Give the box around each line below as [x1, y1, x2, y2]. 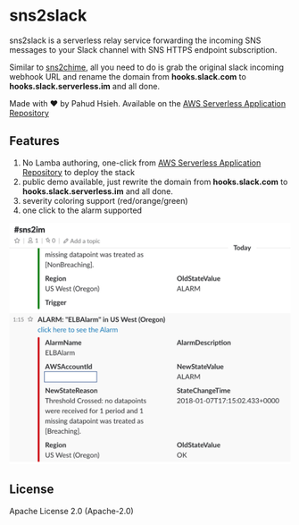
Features [9, 133, 60, 148]
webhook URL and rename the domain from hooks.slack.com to [9, 71, 247, 81]
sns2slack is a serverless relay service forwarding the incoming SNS [9, 35, 262, 46]
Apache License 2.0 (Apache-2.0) [9, 505, 134, 516]
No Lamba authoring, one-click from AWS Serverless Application [21, 157, 262, 168]
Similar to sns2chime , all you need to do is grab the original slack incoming [9, 62, 284, 72]
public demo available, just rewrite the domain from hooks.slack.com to [21, 176, 288, 187]
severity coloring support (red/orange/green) [21, 195, 189, 206]
